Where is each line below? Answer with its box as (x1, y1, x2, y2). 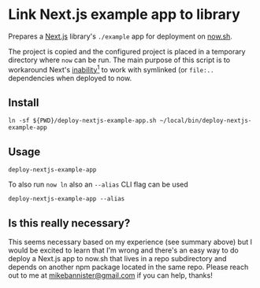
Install (8, 96, 39, 109)
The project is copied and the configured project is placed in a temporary (8, 46, 246, 56)
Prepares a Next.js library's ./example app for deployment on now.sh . (8, 31, 232, 41)
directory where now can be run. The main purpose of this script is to (8, 55, 231, 65)
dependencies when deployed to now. (8, 73, 132, 83)
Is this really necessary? (8, 216, 131, 230)
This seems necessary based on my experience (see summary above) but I (8, 238, 252, 247)
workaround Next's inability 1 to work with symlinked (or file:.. (8, 63, 214, 74)
